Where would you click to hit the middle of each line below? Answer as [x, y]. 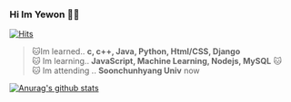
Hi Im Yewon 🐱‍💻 [45, 14]
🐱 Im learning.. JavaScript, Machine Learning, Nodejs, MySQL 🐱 [156, 61]
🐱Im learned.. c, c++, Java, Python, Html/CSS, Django [136, 51]
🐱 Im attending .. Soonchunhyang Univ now [115, 70]
